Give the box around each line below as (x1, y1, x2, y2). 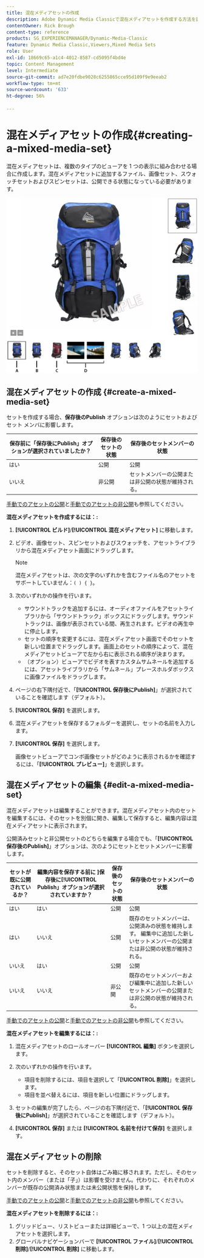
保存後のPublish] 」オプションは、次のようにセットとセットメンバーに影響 (6, 842, 193, 850)
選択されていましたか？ (32, 447, 91, 454)
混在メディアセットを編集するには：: (6, 1030, 98, 1037)
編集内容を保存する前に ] (37, 869, 100, 876)
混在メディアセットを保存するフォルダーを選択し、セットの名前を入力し (15, 719, 196, 726)
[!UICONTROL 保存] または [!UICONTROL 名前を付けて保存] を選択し (15, 1124, 188, 1132)
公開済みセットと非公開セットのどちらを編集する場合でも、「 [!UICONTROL (6, 835, 193, 842)
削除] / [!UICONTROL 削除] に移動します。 (15, 1245, 118, 1253)
